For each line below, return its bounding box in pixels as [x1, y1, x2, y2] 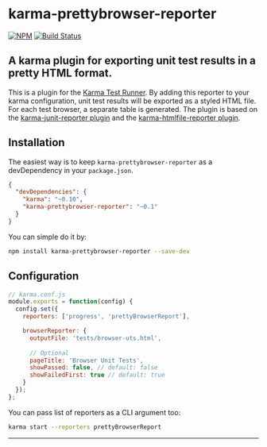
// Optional [29, 349, 69, 357]
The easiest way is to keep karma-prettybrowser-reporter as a [8, 156, 213, 167]
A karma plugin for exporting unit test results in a [8, 54, 256, 67]
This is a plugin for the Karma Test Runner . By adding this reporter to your [8, 87, 250, 97]
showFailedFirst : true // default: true [29, 371, 165, 380]
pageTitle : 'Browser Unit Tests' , [29, 356, 145, 364]
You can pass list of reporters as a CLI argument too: [8, 407, 181, 417]
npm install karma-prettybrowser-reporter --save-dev [8, 247, 191, 255]
